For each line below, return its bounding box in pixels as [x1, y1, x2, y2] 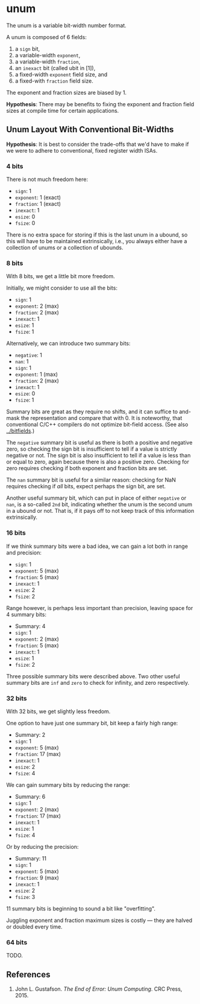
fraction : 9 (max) [14, 874, 59, 881]
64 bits [6, 938, 28, 946]
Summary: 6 [14, 793, 46, 800]
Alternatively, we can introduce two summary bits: [6, 340, 131, 347]
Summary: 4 [14, 622, 46, 629]
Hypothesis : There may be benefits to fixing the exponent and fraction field [6, 100, 195, 107]
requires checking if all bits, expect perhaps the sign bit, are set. [6, 483, 166, 490]
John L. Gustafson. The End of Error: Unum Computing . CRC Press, [14, 985, 183, 993]
